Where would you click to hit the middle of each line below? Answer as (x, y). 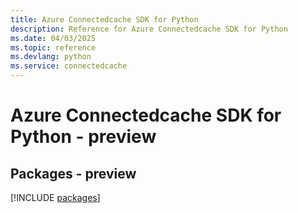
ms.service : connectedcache (69, 66)
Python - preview (83, 137)
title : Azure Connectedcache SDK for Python (104, 19)
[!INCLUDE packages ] (55, 197)
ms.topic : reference (53, 47)
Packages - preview (73, 173)
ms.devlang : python (51, 57)
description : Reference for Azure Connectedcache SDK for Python (149, 29)
